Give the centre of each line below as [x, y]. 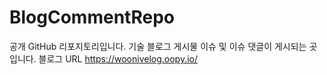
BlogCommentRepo [92, 17]
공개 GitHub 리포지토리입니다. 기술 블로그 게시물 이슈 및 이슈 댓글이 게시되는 [158, 46]
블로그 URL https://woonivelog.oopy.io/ [118, 58]
